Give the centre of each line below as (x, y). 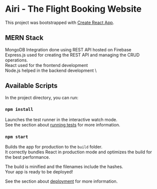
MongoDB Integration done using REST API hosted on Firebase (68, 49)
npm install (19, 109)
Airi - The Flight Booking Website (73, 9)
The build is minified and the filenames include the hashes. (64, 167)
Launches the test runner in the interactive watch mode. (61, 119)
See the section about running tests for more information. (63, 125)
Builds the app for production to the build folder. (54, 147)
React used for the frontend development (47, 65)
